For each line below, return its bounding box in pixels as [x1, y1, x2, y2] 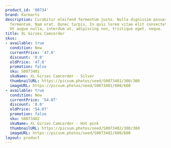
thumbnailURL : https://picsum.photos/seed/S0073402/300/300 [10, 126, 140, 131]
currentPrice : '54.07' [10, 97, 58, 102]
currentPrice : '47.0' [10, 50, 56, 55]
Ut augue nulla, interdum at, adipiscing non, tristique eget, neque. [10, 26, 163, 32]
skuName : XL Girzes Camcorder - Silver [10, 74, 95, 79]
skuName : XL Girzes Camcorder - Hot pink [10, 121, 99, 126]
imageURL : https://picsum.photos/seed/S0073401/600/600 [10, 83, 131, 88]
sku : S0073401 [10, 69, 40, 74]
